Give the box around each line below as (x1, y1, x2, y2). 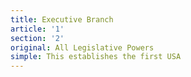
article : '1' (10, 24, 65, 34)
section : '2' (10, 33, 65, 43)
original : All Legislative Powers (10, 42, 155, 53)
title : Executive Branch (10, 14, 114, 25)
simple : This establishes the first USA (10, 52, 182, 62)
